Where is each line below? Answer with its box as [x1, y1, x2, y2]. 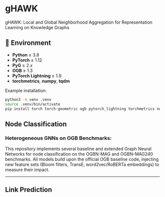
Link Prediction [5, 186, 53, 194]
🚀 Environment [5, 39, 51, 47]
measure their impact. [5, 167, 50, 173]
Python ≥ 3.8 [12, 52, 39, 58]
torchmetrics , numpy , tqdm [12, 78, 70, 84]
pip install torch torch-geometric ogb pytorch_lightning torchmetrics [5, 106, 155, 111]
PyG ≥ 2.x [12, 62, 33, 68]
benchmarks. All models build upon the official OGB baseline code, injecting [5, 156, 159, 163]
